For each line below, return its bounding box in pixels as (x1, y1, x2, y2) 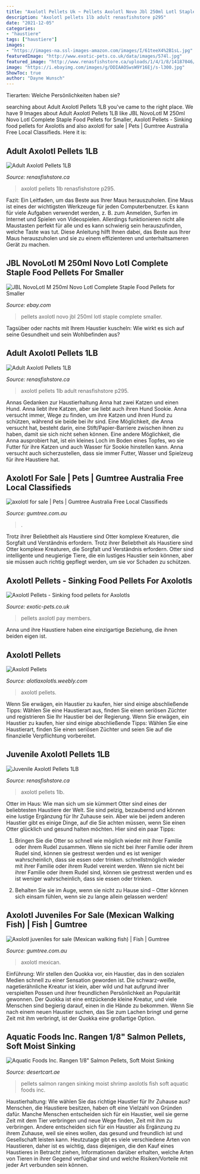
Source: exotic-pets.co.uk (6, 603, 70, 610)
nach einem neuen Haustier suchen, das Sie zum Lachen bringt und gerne (6, 1008, 189, 1015)
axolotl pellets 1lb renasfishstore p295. (20, 185, 115, 192)
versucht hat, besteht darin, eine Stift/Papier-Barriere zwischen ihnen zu (6, 424, 184, 431)
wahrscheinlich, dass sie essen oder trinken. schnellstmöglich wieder (14, 856, 186, 863)
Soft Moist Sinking (6, 1041, 76, 1052)
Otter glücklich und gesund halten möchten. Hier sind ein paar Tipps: (6, 825, 176, 832)
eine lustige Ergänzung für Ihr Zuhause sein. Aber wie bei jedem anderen (6, 813, 186, 820)
